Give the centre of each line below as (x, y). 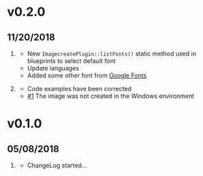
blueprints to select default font (71, 61)
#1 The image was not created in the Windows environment (111, 96)
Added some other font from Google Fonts (87, 75)
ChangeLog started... (57, 165)
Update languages (53, 68)
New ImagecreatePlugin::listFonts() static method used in (112, 53)
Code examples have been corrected (79, 89)
